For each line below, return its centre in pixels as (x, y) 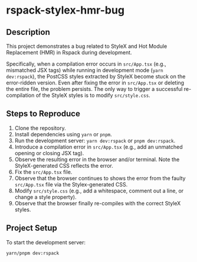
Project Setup (32, 228)
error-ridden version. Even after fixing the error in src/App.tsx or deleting (95, 83)
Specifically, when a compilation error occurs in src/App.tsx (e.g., (86, 64)
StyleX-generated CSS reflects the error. (64, 165)
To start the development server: (46, 242)
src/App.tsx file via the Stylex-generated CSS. (71, 184)
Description (28, 32)
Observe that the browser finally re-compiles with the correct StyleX (98, 203)
